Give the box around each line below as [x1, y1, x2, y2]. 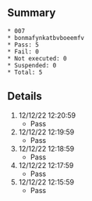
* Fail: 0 [7, 47, 40, 56]
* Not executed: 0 [7, 54, 67, 62]
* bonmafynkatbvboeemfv [7, 34, 85, 42]
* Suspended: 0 [7, 61, 57, 69]
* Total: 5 [7, 68, 43, 76]
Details [7, 90, 42, 103]
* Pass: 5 [7, 41, 40, 49]
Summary [7, 6, 56, 20]
